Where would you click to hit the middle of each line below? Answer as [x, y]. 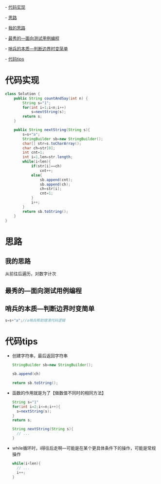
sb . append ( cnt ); [56, 180]
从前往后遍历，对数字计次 [31, 274]
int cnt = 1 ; [34, 153]
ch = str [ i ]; [51, 189]
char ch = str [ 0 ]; [39, 148]
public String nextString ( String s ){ [52, 130]
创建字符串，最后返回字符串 [40, 356]
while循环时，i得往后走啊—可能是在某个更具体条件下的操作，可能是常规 [84, 448]
